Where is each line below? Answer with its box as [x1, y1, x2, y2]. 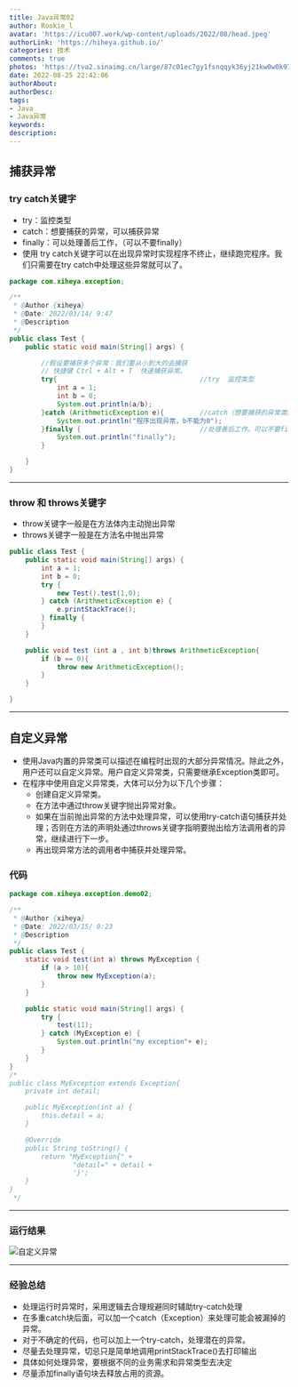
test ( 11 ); [56, 1021, 93, 1030]
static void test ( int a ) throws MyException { [25, 955, 200, 965]
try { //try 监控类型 [41, 375, 255, 384]
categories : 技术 [9, 46, 71, 55]
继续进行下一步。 [51, 833, 114, 844]
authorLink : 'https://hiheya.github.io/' [9, 37, 165, 47]
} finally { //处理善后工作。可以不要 [41, 424, 281, 434]
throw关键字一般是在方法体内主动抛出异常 [21, 518, 176, 529]
